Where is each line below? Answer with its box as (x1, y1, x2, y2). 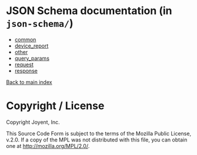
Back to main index (6, 78, 52, 86)
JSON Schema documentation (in (6, 4, 172, 18)
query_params (14, 55, 50, 62)
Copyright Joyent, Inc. (6, 119, 60, 126)
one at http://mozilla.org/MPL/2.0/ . (6, 142, 90, 149)
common (14, 36, 36, 43)
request (14, 60, 34, 68)
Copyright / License (6, 99, 105, 113)
